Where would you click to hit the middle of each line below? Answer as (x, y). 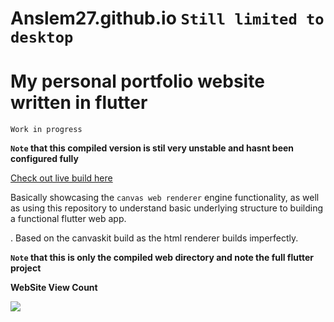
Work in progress (46, 130)
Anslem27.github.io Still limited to (167, 18)
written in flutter (79, 103)
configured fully (44, 159)
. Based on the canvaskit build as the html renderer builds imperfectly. (154, 238)
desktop (42, 37)
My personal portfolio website (137, 81)
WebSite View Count (54, 288)
